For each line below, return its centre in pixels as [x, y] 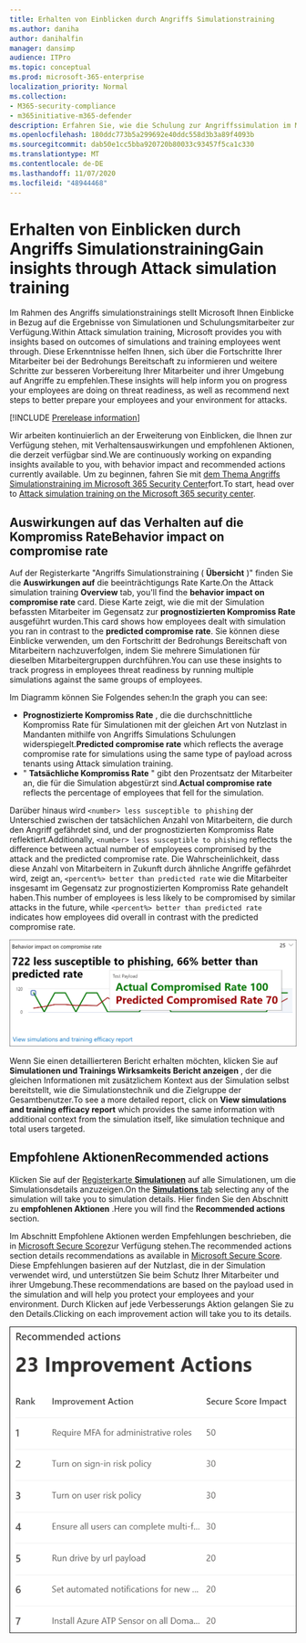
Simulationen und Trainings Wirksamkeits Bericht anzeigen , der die [141, 1070]
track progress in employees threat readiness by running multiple [132, 670]
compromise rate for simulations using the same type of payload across [158, 754]
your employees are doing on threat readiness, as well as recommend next [149, 390]
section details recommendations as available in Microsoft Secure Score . [146, 1255]
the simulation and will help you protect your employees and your [132, 1294]
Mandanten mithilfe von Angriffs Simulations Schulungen [129, 734]
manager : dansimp [42, 48]
